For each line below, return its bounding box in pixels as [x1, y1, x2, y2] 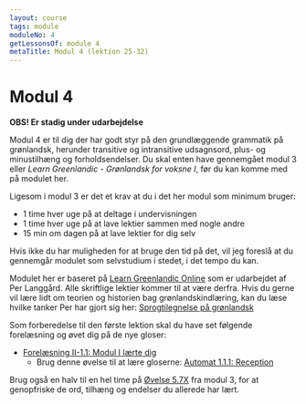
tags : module [9, 22, 59, 31]
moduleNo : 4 [9, 30, 55, 39]
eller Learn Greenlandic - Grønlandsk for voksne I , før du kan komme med [9, 163, 288, 174]
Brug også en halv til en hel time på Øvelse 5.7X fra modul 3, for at [9, 375, 259, 386]
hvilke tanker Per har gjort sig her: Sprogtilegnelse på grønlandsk [9, 302, 254, 313]
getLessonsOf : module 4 [9, 38, 100, 48]
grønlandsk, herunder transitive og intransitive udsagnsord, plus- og [9, 144, 267, 155]
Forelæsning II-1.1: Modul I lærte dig [22, 347, 157, 358]
